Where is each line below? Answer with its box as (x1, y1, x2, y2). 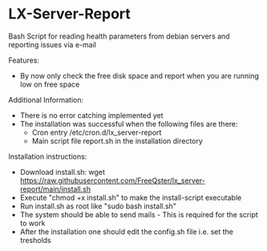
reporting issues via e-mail (8, 39, 96, 49)
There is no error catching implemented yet (19, 110, 164, 120)
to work (19, 218, 46, 228)
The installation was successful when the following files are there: (19, 119, 238, 128)
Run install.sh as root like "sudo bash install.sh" (19, 201, 176, 211)
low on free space (19, 79, 80, 89)
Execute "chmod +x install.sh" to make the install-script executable (19, 192, 242, 202)
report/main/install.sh (19, 184, 91, 193)
